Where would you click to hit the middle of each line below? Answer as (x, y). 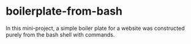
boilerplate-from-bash (64, 11)
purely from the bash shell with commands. (60, 34)
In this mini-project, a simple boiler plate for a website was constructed (95, 28)
